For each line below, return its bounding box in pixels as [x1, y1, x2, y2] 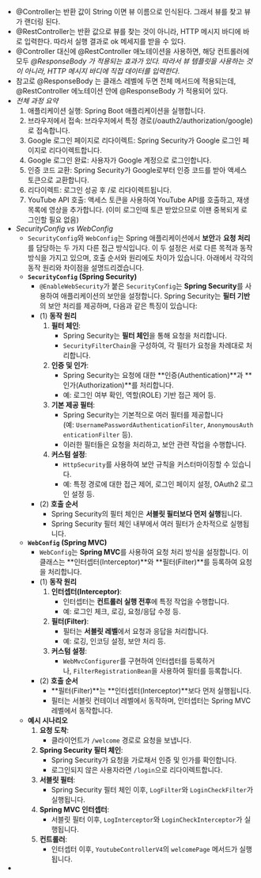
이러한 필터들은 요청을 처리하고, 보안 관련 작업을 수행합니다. [62, 440, 247, 449]
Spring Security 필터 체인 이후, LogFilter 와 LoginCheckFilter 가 [51, 785, 254, 794]
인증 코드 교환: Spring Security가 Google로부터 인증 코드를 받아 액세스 [27, 166, 248, 174]
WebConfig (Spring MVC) [27, 538, 108, 547]
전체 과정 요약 [15, 96, 59, 105]
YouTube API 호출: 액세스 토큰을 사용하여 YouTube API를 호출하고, [27, 195, 235, 204]
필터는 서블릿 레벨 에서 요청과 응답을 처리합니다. [62, 627, 209, 636]
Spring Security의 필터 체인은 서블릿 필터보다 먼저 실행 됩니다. [51, 510, 243, 518]
